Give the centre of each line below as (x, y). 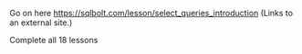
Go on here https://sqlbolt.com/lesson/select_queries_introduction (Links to (151, 13)
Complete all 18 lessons (54, 40)
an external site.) (41, 22)
